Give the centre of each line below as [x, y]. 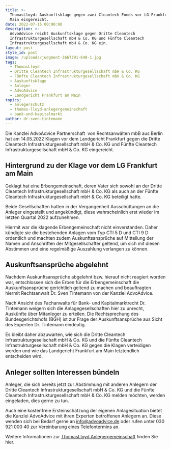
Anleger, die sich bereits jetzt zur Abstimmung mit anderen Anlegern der [81, 384]
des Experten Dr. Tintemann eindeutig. [46, 325]
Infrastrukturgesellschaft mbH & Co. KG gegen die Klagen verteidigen [78, 345]
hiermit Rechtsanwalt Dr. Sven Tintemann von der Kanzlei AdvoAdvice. [79, 293]
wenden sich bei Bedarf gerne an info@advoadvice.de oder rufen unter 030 [85, 422]
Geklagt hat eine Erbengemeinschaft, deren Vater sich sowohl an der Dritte [84, 186]
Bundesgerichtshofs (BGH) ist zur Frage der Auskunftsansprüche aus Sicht [84, 319]
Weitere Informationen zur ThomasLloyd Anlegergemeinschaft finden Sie [82, 437]
